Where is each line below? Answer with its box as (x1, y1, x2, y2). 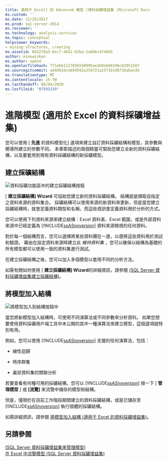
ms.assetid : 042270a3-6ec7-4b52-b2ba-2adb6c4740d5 (5, 49, 113, 54)
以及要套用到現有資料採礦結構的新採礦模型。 (13, 152, 106, 158)
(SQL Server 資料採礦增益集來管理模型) (5, 444, 86, 450)
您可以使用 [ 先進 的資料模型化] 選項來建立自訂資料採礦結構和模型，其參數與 (5, 140, 162, 146)
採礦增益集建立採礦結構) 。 (9, 274, 64, 280)
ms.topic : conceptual (5, 36, 50, 41)
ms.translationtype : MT (5, 73, 55, 78)
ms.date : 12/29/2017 (5, 17, 48, 22)
